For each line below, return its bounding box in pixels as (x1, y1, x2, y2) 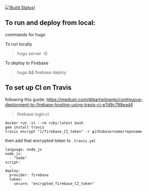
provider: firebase (9, 172, 49, 177)
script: (5, 160, 21, 165)
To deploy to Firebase (5, 60, 49, 66)
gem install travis (5, 125, 45, 130)
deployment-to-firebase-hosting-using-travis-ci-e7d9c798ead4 (5, 101, 133, 107)
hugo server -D (16, 50, 48, 56)
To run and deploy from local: (5, 19, 96, 27)
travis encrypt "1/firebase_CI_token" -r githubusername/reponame (5, 129, 142, 134)
